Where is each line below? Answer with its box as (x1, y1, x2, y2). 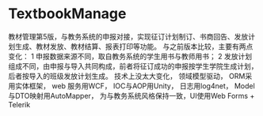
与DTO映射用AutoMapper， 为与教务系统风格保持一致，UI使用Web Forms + (8, 91, 255, 100)
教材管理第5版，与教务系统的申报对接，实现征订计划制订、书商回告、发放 (8, 32, 249, 41)
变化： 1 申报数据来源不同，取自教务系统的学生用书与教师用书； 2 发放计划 (8, 51, 252, 61)
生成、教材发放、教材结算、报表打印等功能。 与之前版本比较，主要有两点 (14, 41, 253, 51)
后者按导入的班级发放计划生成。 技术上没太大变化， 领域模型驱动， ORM (8, 71, 246, 80)
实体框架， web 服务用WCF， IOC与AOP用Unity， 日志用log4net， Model (14, 80, 255, 91)
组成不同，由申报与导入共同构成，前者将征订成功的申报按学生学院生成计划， (8, 61, 258, 71)
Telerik (8, 99, 31, 109)
